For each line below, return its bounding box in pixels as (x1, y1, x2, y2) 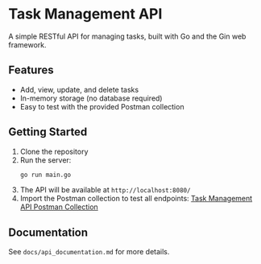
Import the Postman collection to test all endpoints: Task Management (19, 194, 253, 204)
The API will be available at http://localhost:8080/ (19, 185, 191, 195)
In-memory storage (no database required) (19, 93, 163, 103)
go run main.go (19, 171, 72, 179)
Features (8, 64, 54, 77)
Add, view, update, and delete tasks (19, 85, 139, 94)
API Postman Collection (19, 202, 98, 212)
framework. (8, 39, 47, 49)
